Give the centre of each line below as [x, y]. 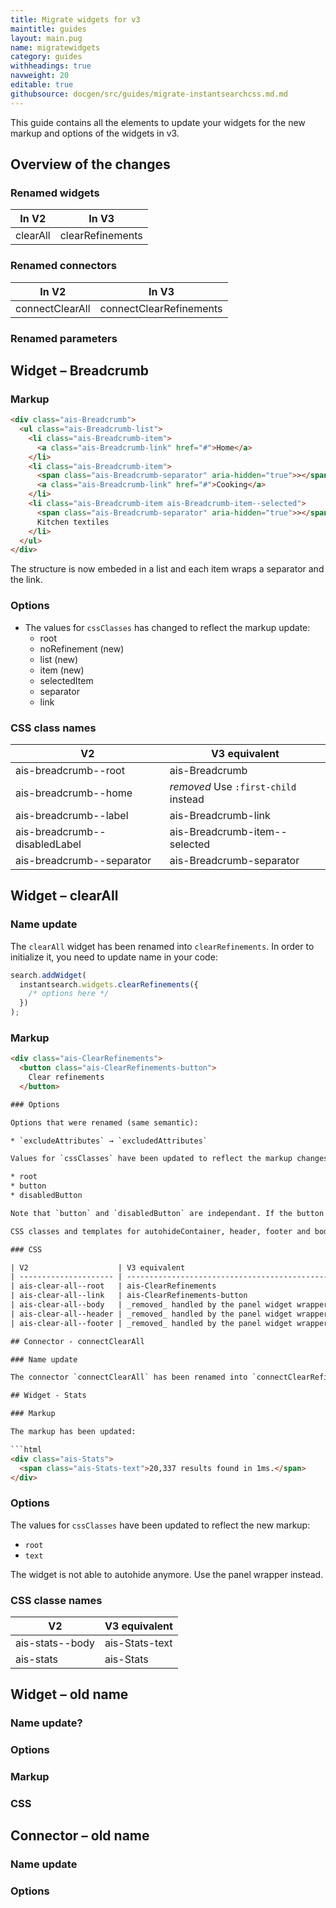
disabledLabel [48, 844]
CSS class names [53, 728]
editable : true [42, 85]
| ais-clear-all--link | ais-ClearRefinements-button [129, 1296]
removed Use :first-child [233, 786]
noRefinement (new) [82, 648]
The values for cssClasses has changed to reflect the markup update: [167, 627]
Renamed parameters [64, 338]
